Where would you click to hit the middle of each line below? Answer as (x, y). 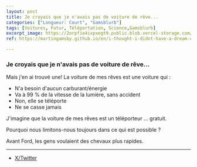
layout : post (22, 11)
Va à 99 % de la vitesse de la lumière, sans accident (77, 95)
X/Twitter (26, 158)
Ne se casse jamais (38, 107)
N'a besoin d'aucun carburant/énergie (61, 88)
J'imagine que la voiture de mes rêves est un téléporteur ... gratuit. (86, 118)
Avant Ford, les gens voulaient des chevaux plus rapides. (75, 141)
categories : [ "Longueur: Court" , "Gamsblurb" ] (64, 22)
